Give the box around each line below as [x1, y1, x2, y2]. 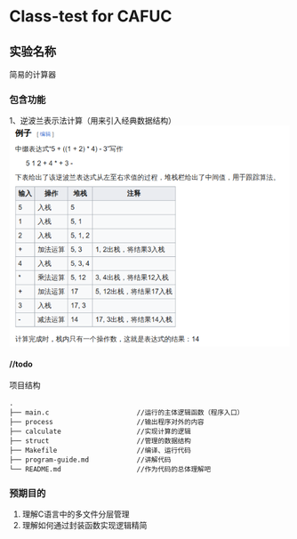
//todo [9, 358, 33, 369]
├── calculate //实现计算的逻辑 [9, 427, 191, 436]
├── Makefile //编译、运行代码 [9, 446, 191, 455]
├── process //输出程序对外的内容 [9, 417, 205, 426]
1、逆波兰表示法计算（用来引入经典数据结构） [9, 116, 176, 126]
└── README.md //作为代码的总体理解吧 [9, 464, 212, 473]
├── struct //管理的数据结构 [9, 436, 191, 446]
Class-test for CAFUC [9, 6, 173, 27]
